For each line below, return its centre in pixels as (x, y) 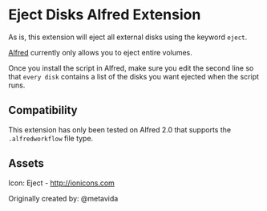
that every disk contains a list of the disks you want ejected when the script (133, 76)
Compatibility (43, 110)
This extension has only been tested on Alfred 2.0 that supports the (119, 129)
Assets (26, 163)
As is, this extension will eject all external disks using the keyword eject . (128, 37)
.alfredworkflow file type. (51, 138)
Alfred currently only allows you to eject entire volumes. (100, 52)
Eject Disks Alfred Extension (105, 15)
